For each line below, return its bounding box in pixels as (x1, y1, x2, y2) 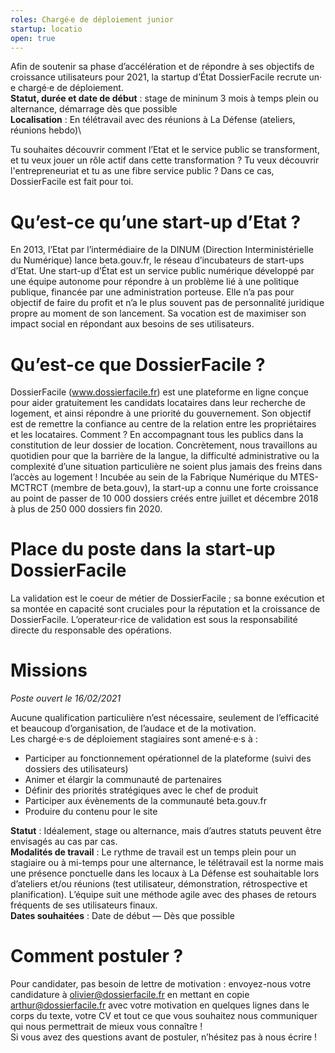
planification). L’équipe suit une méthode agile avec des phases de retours (10, 889, 317, 901)
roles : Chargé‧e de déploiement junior (10, 14, 174, 25)
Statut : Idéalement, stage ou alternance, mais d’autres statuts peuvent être (10, 825, 322, 837)
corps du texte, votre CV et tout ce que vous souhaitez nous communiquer (10, 1010, 318, 1022)
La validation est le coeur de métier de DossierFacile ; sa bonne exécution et (10, 592, 325, 605)
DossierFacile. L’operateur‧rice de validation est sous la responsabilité (10, 614, 298, 626)
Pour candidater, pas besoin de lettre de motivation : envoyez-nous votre (10, 978, 312, 990)
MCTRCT (10, 482, 49, 494)
